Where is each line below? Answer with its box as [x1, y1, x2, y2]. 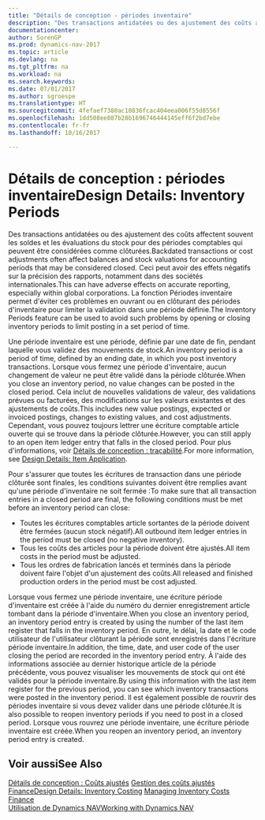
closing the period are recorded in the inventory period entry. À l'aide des [8, 650, 247, 660]
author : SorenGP [8, 33, 62, 42]
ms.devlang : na [8, 56, 58, 64]
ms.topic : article [8, 48, 69, 56]
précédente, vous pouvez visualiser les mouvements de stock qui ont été [8, 667, 246, 676]
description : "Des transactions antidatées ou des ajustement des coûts [8, 19, 252, 27]
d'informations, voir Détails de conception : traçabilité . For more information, [8, 445, 255, 455]
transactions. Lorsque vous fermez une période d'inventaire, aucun [8, 362, 227, 371]
